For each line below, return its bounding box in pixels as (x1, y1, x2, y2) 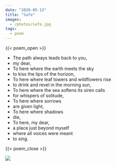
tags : (5, 26, 17, 31)
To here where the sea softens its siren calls (12, 87, 105, 93)
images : (5, 17, 22, 22)
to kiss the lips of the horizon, (12, 71, 75, 77)
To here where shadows (12, 109, 64, 115)
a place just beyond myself (12, 125, 70, 131)
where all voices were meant (12, 130, 73, 136)
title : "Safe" (5, 12, 36, 17)
